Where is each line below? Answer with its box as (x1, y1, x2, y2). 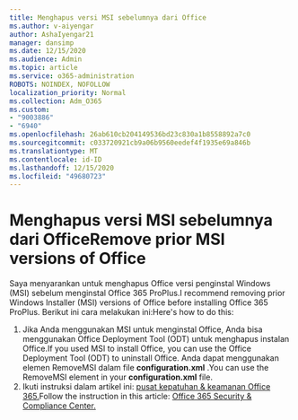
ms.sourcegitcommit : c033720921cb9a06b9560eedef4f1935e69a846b (9, 138, 251, 147)
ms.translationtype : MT (9, 146, 99, 155)
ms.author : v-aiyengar (9, 22, 94, 31)
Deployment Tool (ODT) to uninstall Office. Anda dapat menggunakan (22, 353, 280, 363)
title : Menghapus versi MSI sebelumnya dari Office (9, 13, 206, 22)
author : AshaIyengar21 (9, 30, 94, 39)
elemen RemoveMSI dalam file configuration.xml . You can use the (22, 363, 269, 373)
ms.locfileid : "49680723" (9, 171, 106, 180)
